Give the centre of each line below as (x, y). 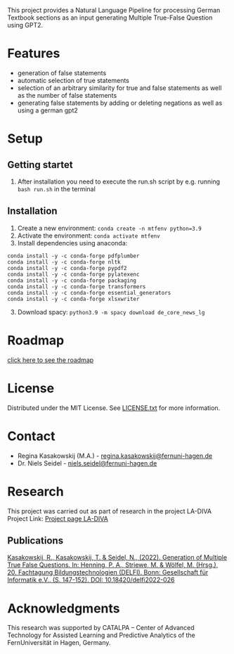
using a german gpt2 (48, 110)
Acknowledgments (64, 608)
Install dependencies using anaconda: (72, 243)
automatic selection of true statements (73, 80)
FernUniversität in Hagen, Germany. (59, 643)
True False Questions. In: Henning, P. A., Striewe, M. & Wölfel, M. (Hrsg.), (113, 565)
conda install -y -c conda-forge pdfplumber (73, 256)
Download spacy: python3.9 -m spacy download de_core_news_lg (111, 312)
